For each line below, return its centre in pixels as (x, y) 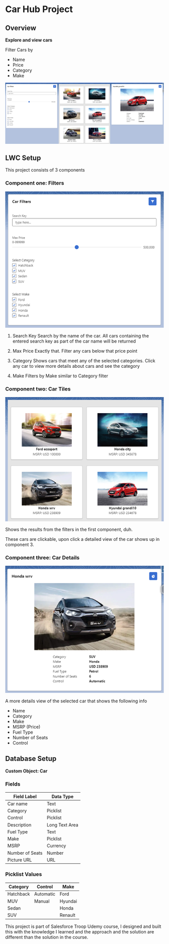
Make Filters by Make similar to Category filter (60, 376)
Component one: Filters (35, 183)
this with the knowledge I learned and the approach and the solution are (80, 931)
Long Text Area (63, 825)
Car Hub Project (39, 9)
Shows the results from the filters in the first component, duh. (69, 529)
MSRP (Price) (26, 727)
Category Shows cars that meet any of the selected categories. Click (84, 360)
